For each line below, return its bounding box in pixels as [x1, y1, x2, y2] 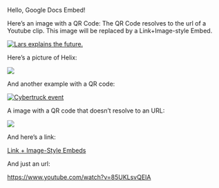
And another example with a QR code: [7, 79, 115, 88]
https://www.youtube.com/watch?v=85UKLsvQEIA [7, 173, 151, 181]
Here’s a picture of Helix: [7, 53, 77, 62]
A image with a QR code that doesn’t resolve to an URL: [7, 106, 165, 115]
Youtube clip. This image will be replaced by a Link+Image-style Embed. [7, 27, 213, 35]
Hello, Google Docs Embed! [7, 6, 86, 14]
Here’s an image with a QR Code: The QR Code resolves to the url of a [7, 19, 207, 27]
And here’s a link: [7, 133, 57, 141]
